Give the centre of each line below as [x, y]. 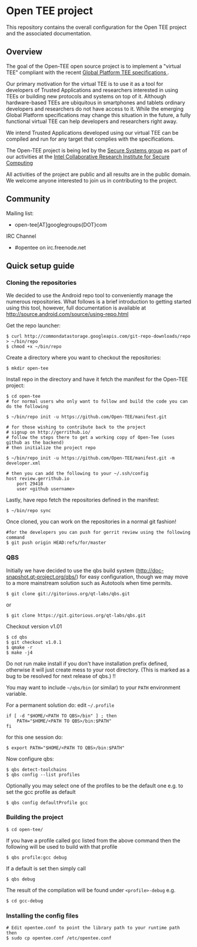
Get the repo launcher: [33, 325]
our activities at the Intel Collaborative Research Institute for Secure [88, 157]
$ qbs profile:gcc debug [36, 858]
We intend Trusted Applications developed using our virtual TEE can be [92, 132]
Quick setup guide [40, 266]
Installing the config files [42, 915]
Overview [24, 52]
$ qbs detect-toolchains [36, 769]
